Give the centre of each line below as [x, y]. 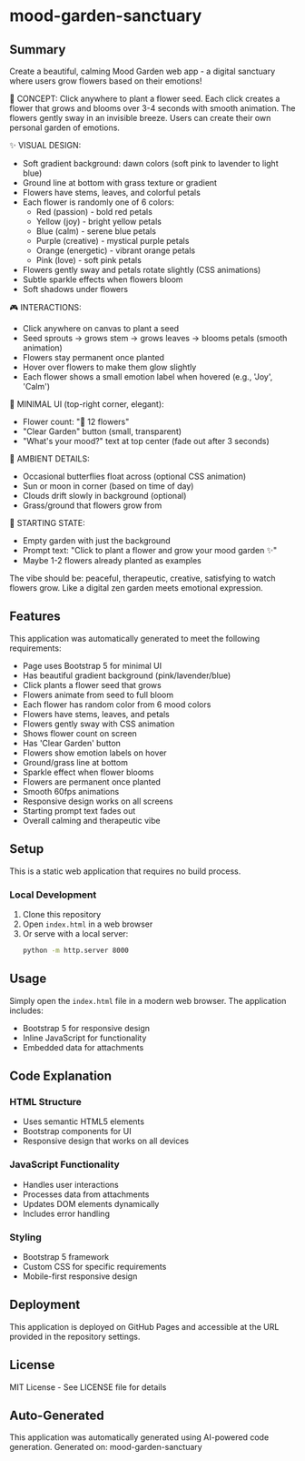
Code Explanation [60, 1076]
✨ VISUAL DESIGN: [45, 145]
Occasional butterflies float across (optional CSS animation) [134, 476]
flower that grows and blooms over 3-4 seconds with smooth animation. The [152, 108]
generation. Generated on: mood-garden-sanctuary [106, 1447]
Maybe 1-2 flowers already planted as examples [112, 560]
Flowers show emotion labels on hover [94, 753]
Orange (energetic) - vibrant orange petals [116, 250]
